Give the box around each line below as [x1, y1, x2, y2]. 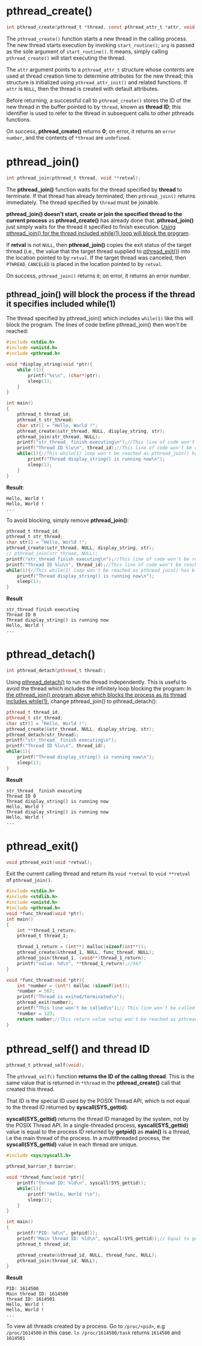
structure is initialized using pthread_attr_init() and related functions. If [6, 78, 188, 85]
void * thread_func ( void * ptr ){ [6, 1174, 85, 1180]
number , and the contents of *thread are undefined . [6, 134, 131, 141]
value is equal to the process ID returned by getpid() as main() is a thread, [6, 1128, 191, 1135]
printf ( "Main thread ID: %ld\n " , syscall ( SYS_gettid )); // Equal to [17, 1235, 189, 1241]
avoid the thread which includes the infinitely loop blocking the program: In [6, 685, 192, 692]
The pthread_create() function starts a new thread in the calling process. [6, 35, 188, 42]
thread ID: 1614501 [6, 1296, 55, 1303]
